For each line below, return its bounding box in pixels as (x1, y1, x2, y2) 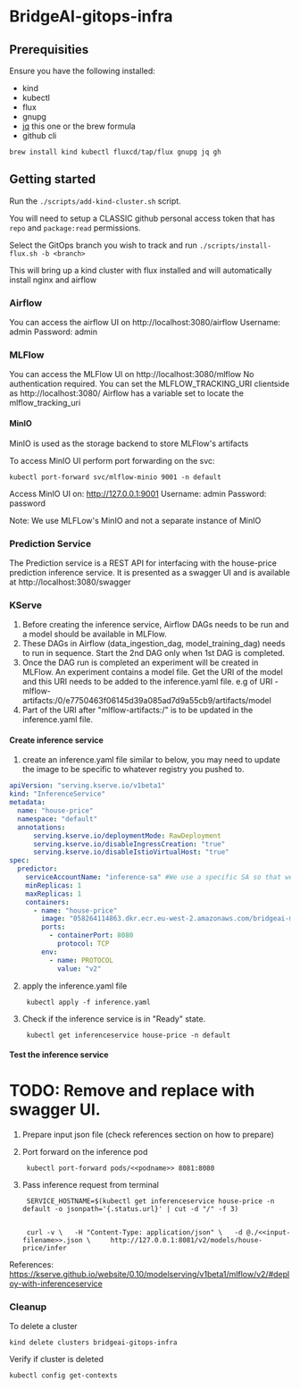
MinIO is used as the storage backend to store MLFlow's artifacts (9, 438, 249, 449)
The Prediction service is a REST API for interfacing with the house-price (9, 557, 277, 568)
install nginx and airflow (9, 274, 96, 285)
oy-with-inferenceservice (9, 1278, 103, 1289)
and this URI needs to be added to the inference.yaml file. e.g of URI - (21, 677, 279, 687)
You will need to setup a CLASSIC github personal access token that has (9, 213, 275, 223)
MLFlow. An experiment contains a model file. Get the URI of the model (21, 667, 283, 678)
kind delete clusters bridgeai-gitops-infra (9, 1338, 178, 1347)
